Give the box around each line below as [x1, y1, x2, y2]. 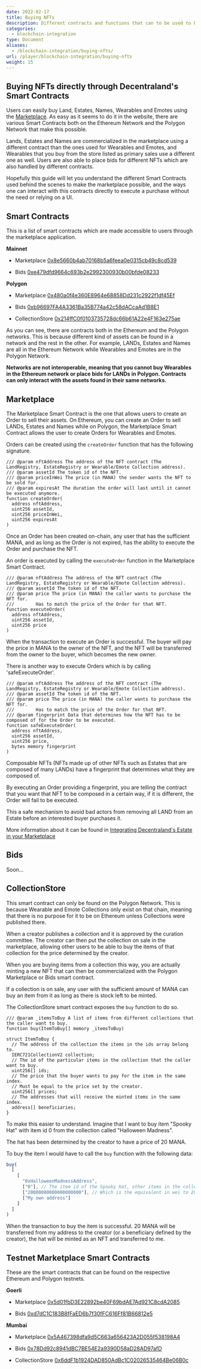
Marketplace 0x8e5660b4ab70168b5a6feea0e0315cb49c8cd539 [14, 257, 177, 264]
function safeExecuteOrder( [6, 722, 77, 728]
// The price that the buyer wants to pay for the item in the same [11, 1073, 186, 1079]
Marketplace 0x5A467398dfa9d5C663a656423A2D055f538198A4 [14, 1334, 181, 1341]
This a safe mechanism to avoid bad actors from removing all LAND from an [6, 808, 193, 815]
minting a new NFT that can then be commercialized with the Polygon [6, 967, 178, 974]
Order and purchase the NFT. [6, 545, 79, 552]
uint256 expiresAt [11, 516, 58, 523]
